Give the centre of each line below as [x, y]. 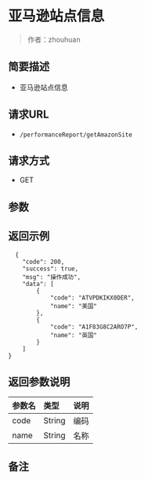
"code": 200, [43, 262]
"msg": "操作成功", [51, 277]
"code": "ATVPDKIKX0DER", [92, 298]
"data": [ [38, 284]
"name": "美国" [74, 306]
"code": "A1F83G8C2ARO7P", [94, 327]
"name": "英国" [74, 335]
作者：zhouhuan [54, 39]
